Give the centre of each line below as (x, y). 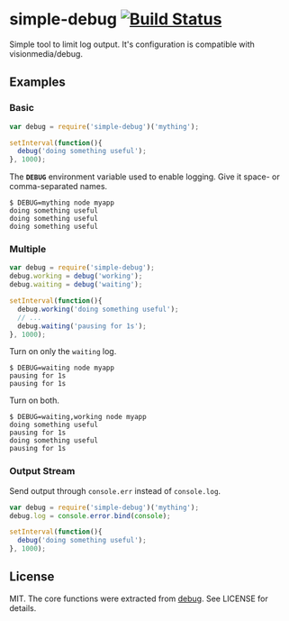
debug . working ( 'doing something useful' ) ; (98, 309)
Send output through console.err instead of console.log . (115, 490)
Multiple (28, 250)
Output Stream (42, 471)
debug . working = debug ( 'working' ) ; (76, 276)
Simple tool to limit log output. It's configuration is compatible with (132, 44)
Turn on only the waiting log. (63, 352)
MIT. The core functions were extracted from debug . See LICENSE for (139, 598)
